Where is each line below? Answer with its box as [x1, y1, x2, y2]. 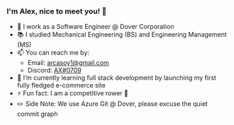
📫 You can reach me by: [16, 49, 90, 57]
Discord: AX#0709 [27, 66, 82, 75]
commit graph [16, 109, 58, 119]
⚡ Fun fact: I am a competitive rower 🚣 [16, 89, 129, 97]
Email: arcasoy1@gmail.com [27, 59, 109, 67]
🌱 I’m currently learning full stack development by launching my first [16, 73, 217, 82]
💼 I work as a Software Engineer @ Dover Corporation [16, 23, 174, 31]
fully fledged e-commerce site [16, 81, 106, 90]
